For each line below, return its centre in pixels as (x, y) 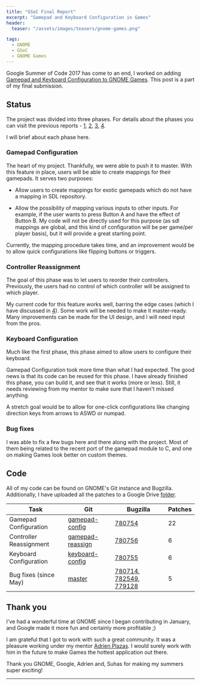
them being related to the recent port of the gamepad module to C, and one (99, 448)
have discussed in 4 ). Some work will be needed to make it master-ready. (97, 311)
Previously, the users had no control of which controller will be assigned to (98, 286)
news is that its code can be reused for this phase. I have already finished (97, 376)
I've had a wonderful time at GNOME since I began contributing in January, (98, 621)
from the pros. (24, 324)
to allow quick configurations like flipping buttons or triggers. (81, 251)
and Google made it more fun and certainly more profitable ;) (81, 628)
